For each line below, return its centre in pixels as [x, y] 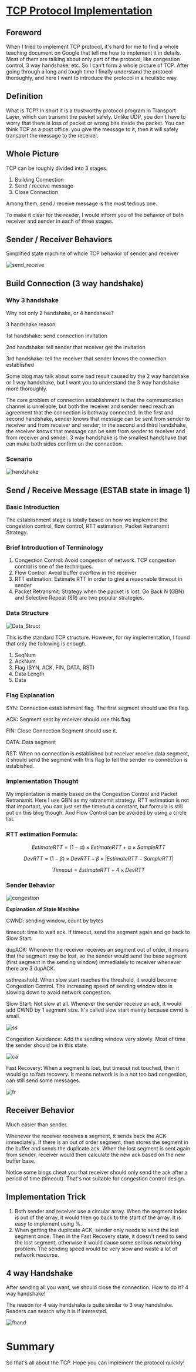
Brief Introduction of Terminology [55, 548]
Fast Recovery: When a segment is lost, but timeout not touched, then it [93, 1068]
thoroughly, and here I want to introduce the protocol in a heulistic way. [92, 78]
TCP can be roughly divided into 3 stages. [57, 168]
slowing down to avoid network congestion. [59, 992]
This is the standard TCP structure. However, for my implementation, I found [98, 637]
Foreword [24, 33]
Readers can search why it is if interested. [57, 1311]
